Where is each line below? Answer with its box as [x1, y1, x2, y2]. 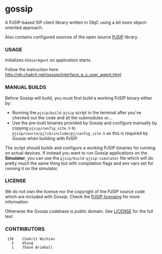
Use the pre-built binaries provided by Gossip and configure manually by [12, 120, 157, 126]
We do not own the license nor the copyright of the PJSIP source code [5, 188, 145, 194]
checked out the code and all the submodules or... [12, 115, 112, 120]
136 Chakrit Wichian [7, 237, 55, 241]
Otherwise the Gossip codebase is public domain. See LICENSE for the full [5, 208, 153, 214]
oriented [5, 24, 22, 30]
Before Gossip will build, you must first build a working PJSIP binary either [5, 95, 152, 101]
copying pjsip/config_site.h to [12, 125, 76, 131]
